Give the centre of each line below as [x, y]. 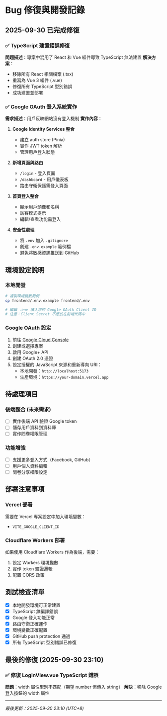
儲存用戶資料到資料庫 [34, 428]
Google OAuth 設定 [28, 328]
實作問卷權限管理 [30, 434]
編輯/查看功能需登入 [40, 219]
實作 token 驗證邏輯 [33, 569]
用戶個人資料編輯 [30, 466]
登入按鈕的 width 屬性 [27, 693]
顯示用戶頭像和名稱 [40, 207]
